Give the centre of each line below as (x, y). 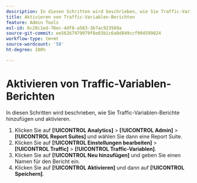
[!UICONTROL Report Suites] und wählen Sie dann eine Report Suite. (98, 136)
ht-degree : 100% (26, 50)
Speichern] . (29, 174)
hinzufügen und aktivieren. (38, 118)
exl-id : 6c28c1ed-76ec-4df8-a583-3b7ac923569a (64, 28)
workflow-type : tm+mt (33, 39)
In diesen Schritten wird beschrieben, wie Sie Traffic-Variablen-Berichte (93, 113)
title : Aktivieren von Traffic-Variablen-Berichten (70, 17)
